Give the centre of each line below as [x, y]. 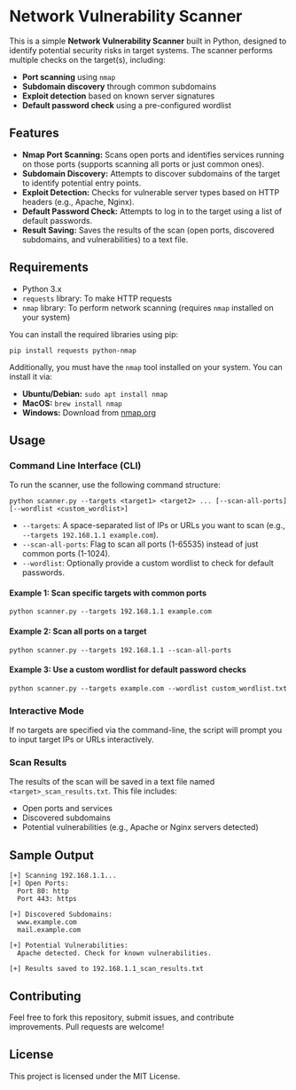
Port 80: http [43, 891]
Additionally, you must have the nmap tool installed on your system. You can [146, 367]
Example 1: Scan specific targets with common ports [108, 593]
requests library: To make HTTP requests [97, 298]
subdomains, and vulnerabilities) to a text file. [105, 239]
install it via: [31, 376]
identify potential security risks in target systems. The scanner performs [141, 50]
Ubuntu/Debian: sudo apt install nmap [95, 393]
